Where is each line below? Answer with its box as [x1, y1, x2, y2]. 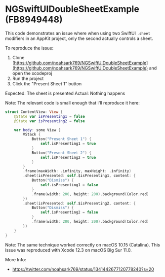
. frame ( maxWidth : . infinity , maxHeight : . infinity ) [23, 169, 132, 173]
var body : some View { [14, 127, 61, 133]
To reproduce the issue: [5, 45, 54, 51]
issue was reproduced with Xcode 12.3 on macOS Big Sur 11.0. [5, 247, 132, 253]
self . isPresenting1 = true [40, 141, 96, 146]
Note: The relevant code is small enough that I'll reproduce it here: [5, 100, 140, 105]
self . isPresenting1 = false [40, 182, 98, 188]
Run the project [12, 75, 44, 81]
